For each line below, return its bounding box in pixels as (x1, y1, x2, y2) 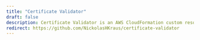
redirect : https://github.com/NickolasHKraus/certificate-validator (6, 25, 180, 31)
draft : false (6, 14, 39, 20)
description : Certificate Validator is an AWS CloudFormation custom (6, 19, 183, 25)
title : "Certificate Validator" (6, 8, 86, 15)
